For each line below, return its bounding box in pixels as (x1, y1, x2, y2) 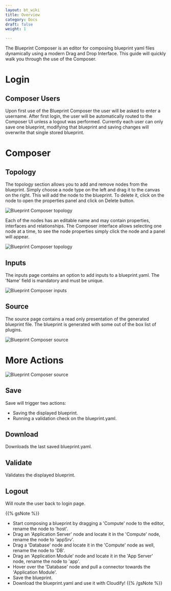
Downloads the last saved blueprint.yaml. (5, 444, 92, 450)
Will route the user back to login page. (5, 500, 86, 507)
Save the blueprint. (12, 574, 53, 581)
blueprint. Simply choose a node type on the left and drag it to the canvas (5, 187, 160, 193)
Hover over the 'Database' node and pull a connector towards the (12, 563, 151, 570)
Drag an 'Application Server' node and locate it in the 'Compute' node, (12, 531, 161, 537)
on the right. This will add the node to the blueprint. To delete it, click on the (5, 192, 165, 199)
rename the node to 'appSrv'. (12, 536, 75, 542)
